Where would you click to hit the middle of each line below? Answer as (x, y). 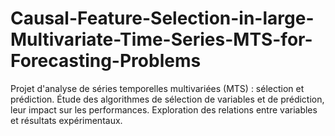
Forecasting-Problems (106, 61)
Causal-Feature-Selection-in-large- (162, 18)
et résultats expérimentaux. (66, 120)
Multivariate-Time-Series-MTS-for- (161, 39)
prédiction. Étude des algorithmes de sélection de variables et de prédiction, (167, 99)
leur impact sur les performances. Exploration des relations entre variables (164, 109)
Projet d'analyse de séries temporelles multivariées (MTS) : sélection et (157, 88)
